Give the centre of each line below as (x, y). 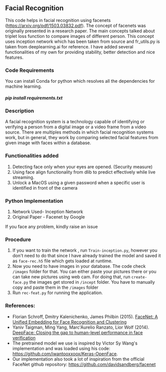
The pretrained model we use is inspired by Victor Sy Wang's (75, 343)
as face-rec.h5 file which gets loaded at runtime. (62, 261)
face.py (20, 283)
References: (20, 306)
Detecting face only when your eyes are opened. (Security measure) (83, 167)
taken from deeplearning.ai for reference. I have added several (69, 46)
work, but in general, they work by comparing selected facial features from (82, 138)
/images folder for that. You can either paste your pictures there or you (84, 272)
